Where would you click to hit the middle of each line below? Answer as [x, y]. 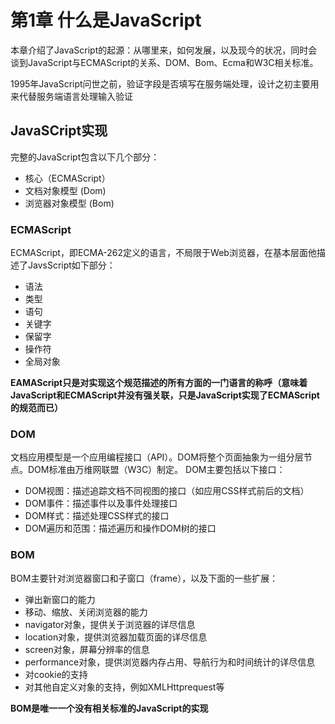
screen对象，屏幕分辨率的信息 [87, 649]
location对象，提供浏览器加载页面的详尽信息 [116, 637]
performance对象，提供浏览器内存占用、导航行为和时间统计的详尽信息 [170, 662]
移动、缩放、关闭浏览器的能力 [86, 612]
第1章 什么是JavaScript [106, 20]
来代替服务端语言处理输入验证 [71, 96]
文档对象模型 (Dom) [65, 190]
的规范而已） [36, 408]
